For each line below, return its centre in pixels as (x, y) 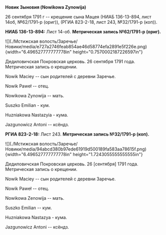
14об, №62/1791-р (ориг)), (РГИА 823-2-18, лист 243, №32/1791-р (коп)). (81, 22)
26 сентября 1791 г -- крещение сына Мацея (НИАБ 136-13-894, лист (78, 17)
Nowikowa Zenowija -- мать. (35, 198)
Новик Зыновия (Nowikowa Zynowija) (46, 7)
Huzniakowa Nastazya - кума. (36, 217)
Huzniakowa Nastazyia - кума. (37, 115)
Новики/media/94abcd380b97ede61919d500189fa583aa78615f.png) (76, 149)
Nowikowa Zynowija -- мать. (35, 96)
